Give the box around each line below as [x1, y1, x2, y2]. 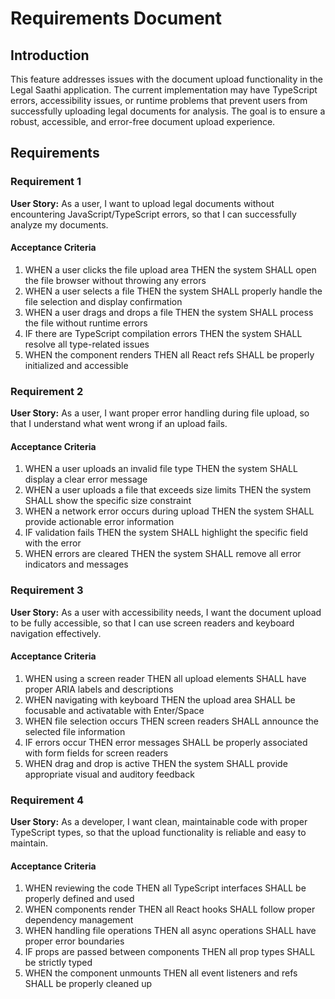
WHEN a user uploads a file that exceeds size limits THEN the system [24, 484, 312, 496]
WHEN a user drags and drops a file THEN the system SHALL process [24, 306, 314, 318]
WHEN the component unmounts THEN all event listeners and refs [24, 967, 298, 979]
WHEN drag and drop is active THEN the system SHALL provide [24, 757, 288, 769]
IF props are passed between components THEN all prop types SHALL [24, 946, 316, 958]
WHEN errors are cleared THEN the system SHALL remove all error [24, 548, 302, 560]
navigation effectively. [10, 627, 102, 639]
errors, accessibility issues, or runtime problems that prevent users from [10, 95, 308, 106]
